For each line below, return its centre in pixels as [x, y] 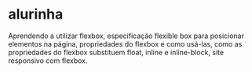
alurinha [36, 14]
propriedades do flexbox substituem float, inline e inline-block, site [116, 52]
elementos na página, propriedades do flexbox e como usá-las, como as [125, 43]
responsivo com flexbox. [48, 61]
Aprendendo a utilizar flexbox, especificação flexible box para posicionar [126, 36]
